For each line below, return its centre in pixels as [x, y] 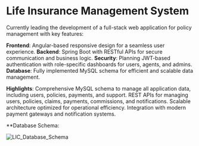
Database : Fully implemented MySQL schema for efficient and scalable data [100, 70]
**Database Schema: [33, 125]
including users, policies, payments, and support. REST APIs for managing [97, 95]
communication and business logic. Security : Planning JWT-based [88, 58]
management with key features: [45, 33]
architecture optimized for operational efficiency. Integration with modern [96, 107]
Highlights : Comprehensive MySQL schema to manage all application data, [99, 88]
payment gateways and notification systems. [61, 114]
